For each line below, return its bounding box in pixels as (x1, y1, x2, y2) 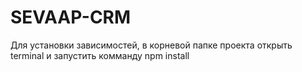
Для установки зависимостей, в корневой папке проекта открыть (10, 39, 293, 51)
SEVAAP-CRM (10, 6, 132, 29)
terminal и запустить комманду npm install (10, 49, 190, 61)
